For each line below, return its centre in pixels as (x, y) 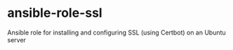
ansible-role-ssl (55, 13)
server (17, 39)
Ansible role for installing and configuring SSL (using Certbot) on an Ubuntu (116, 32)
